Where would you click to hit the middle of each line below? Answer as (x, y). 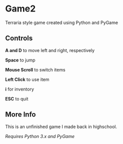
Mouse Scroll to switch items (35, 69)
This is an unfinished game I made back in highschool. (61, 126)
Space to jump (20, 60)
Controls (19, 38)
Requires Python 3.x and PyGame (40, 136)
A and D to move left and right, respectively (50, 50)
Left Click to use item (27, 79)
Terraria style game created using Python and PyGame (62, 22)
